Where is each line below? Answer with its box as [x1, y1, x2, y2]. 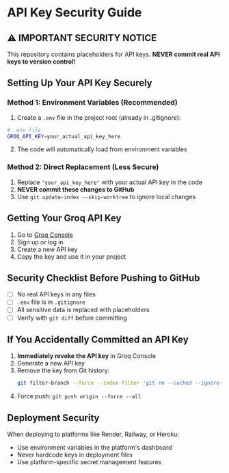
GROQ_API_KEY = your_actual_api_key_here [7, 133, 121, 140]
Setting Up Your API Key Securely [7, 77, 152, 89]
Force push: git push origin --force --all [16, 392, 142, 400]
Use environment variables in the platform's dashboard [16, 444, 172, 452]
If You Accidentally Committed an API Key [7, 334, 189, 345]
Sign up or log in [16, 238, 64, 246]
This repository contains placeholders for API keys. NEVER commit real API [7, 50, 220, 58]
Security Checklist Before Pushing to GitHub [7, 272, 200, 283]
